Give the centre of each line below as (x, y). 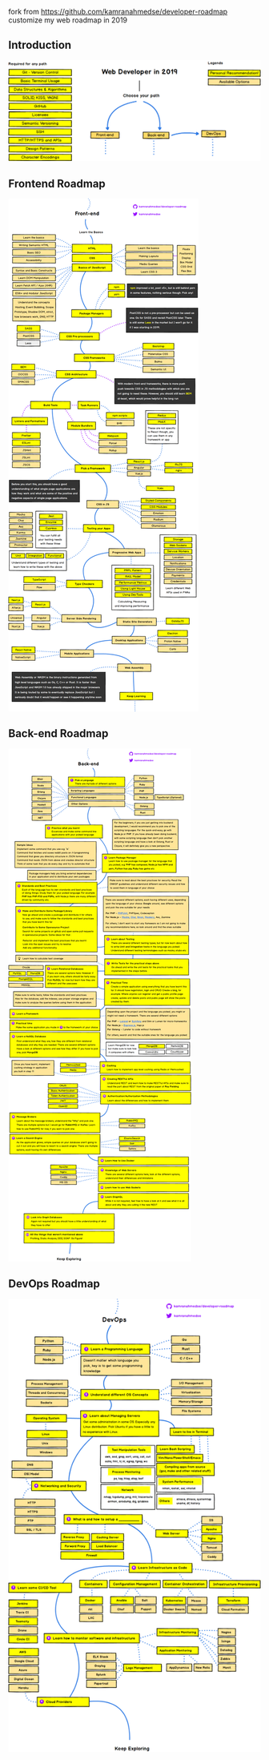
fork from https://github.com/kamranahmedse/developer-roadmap (118, 12)
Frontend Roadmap (57, 183)
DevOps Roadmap (54, 1284)
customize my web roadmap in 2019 (68, 20)
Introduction (40, 45)
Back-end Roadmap (58, 733)
